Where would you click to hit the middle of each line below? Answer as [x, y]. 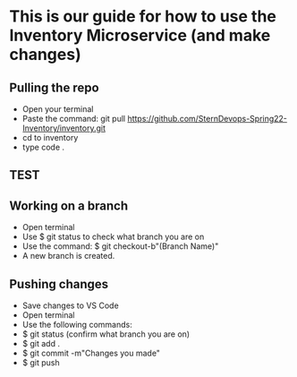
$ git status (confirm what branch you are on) [106, 334]
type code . [43, 147]
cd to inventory [50, 137]
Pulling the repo [55, 87]
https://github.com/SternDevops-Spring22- [208, 119]
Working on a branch [68, 206]
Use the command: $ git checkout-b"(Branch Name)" [120, 246]
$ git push [41, 363]
